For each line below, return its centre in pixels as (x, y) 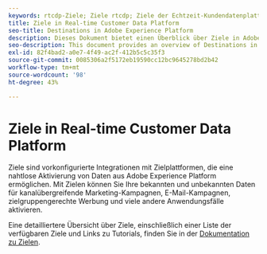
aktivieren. (25, 210)
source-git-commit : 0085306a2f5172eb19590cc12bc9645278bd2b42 (113, 61)
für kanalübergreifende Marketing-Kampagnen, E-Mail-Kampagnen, (120, 193)
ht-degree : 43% (33, 82)
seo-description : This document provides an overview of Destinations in (133, 45)
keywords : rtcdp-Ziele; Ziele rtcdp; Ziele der (89, 16)
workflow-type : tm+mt (44, 68)
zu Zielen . (25, 242)
